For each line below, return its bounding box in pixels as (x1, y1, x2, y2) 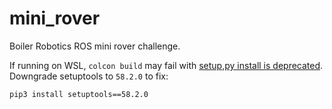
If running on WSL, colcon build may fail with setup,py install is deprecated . (9, 59, 324, 71)
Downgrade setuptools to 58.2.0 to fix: (9, 70, 169, 82)
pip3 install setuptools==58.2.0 (9, 89, 149, 99)
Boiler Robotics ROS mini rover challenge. (9, 40, 181, 52)
